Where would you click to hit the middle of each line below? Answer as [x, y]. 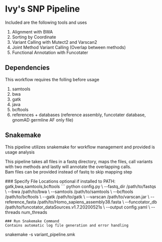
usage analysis [20, 152]
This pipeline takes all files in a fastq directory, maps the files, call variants [79, 161]
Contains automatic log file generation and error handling [67, 225]
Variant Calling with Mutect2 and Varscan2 [55, 42]
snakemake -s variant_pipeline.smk [40, 234]
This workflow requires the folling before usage [52, 79]
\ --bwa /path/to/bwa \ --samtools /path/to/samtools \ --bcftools [69, 191]
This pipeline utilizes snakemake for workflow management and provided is [80, 147]
